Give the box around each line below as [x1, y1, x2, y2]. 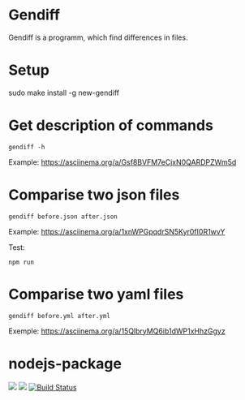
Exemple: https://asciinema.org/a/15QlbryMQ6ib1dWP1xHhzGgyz [8, 326, 226, 336]
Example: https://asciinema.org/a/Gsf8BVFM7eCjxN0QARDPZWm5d [8, 157, 237, 167]
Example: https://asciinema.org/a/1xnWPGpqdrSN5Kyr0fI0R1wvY [8, 226, 226, 236]
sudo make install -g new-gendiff [8, 88, 120, 97]
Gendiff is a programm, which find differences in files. [8, 32, 188, 42]
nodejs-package [8, 355, 122, 372]
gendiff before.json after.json [8, 213, 118, 221]
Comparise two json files [8, 186, 180, 204]
